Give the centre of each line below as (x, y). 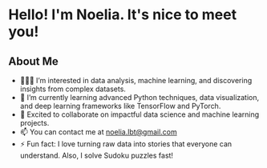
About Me (33, 61)
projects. (34, 123)
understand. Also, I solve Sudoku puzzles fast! (97, 155)
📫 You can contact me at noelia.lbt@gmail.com (99, 132)
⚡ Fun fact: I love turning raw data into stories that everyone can (126, 144)
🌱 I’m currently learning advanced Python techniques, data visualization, (140, 97)
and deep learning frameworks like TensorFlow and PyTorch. (120, 106)
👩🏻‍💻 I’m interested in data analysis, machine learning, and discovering (136, 80)
